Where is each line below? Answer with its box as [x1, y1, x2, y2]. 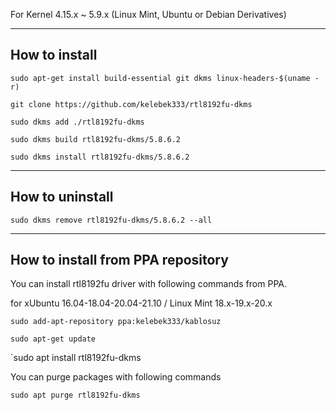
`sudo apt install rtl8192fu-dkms [10, 352, 142, 364]
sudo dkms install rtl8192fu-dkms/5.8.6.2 [10, 152, 190, 162]
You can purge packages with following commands [10, 371, 222, 383]
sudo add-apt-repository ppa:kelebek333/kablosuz [10, 317, 222, 327]
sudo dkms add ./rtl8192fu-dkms [10, 117, 145, 127]
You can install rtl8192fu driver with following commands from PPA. [10, 278, 287, 290]
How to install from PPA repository [10, 252, 229, 269]
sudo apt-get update [10, 334, 97, 344]
